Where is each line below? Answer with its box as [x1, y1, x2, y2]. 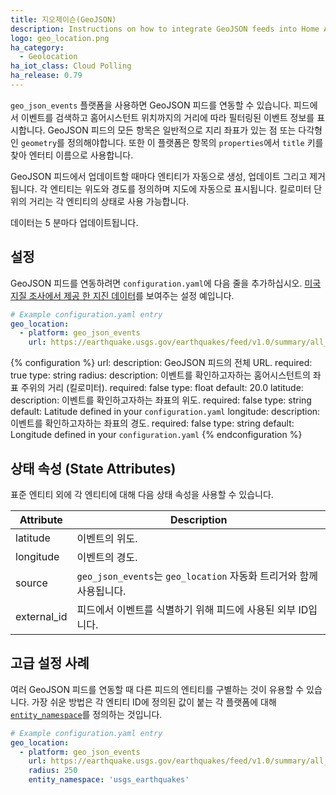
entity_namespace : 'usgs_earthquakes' [28, 775, 190, 785]
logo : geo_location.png [10, 33, 110, 43]
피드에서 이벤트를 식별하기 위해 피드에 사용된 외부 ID [76, 603, 309, 616]
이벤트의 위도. [76, 532, 138, 545]
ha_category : [10, 42, 65, 53]
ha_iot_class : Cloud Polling [10, 61, 132, 71]
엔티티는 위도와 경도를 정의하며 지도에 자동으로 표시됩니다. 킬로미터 [49, 182, 312, 195]
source [15, 576, 48, 590]
